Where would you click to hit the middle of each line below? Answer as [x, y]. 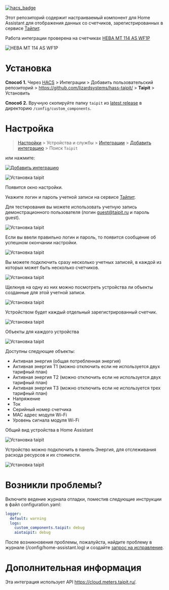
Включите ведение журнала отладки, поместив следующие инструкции [83, 499]
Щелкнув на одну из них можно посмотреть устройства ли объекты [79, 287]
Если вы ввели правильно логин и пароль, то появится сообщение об [81, 237]
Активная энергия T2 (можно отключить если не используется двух [87, 377]
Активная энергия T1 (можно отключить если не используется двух [86, 366]
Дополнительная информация [73, 568]
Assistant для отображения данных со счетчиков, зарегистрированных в [84, 23]
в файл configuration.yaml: [33, 504]
